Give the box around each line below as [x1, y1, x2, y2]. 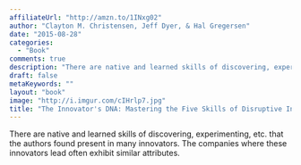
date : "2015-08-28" [9, 29, 82, 38]
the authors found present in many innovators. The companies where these [9, 138, 288, 149]
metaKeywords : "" [9, 79, 74, 88]
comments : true [9, 54, 66, 63]
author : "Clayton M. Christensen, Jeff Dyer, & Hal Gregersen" [9, 21, 251, 30]
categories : [9, 37, 54, 47]
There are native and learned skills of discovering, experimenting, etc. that [9, 128, 284, 139]
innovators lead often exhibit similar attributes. [9, 148, 181, 159]
